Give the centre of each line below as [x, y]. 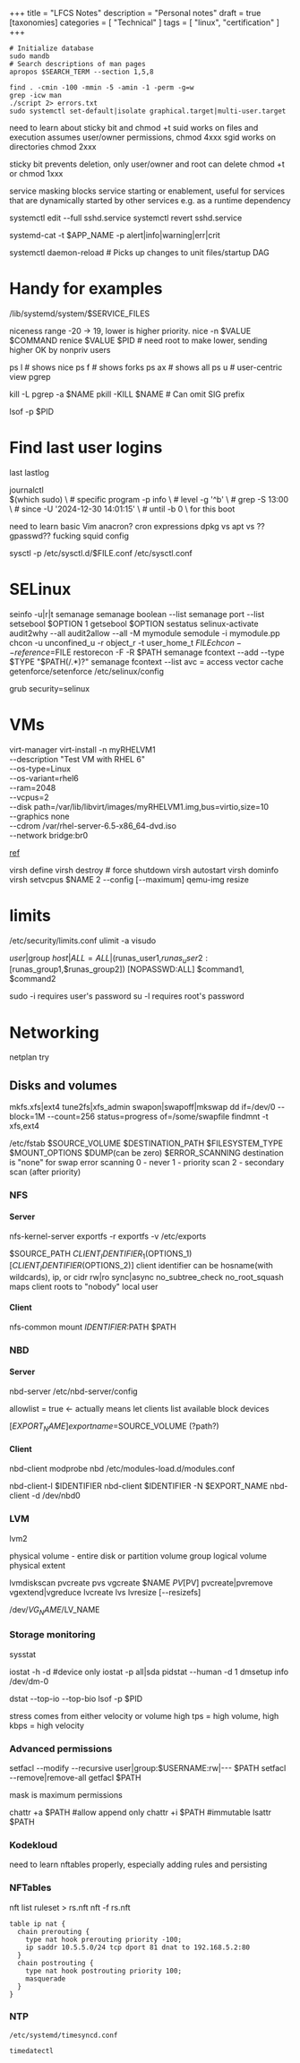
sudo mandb [30, 56]
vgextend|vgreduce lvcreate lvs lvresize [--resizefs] [105, 1592]
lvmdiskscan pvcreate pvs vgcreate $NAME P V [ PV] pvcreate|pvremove [141, 1582]
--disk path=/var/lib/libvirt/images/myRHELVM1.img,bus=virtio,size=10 [139, 806]
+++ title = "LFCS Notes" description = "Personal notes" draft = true [135, 13]
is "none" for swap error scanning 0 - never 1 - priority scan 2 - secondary [147, 1163]
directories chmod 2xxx [53, 146]
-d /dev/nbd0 [56, 1496]
